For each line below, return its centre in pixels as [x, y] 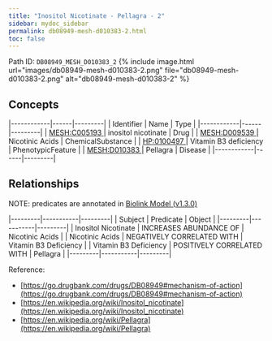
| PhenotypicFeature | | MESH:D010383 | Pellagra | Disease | [110, 150]
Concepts [34, 104]
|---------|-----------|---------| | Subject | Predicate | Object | [112, 219]
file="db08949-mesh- [202, 71]
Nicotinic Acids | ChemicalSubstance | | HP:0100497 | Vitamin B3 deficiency [136, 141]
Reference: [27, 270]
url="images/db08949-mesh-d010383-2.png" [86, 71]
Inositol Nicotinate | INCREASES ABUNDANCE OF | [160, 227]
